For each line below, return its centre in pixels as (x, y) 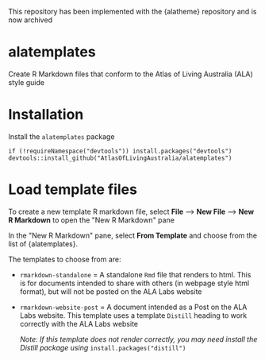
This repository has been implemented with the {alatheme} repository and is (132, 12)
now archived (31, 20)
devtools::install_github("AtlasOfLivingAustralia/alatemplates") (120, 158)
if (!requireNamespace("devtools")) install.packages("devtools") (120, 151)
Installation (46, 115)
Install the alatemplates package (61, 136)
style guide (27, 82)
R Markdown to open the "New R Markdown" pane (91, 220)
